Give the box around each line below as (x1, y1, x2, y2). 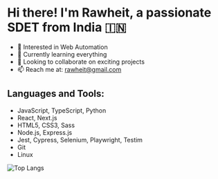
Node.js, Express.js (17, 128, 73, 136)
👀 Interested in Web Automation (17, 43, 109, 51)
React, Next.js (17, 113, 57, 122)
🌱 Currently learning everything (17, 50, 107, 58)
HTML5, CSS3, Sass (17, 121, 75, 129)
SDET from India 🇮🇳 (7, 19, 127, 35)
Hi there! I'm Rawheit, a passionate (7, 5, 212, 21)
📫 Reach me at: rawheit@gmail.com (17, 65, 122, 73)
